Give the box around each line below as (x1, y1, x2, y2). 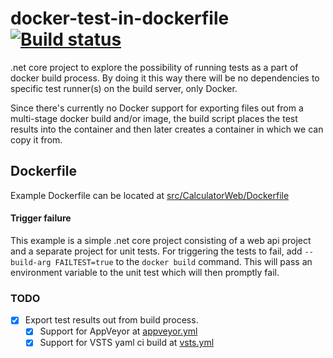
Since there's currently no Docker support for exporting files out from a (10, 102, 304, 114)
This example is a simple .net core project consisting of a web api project (10, 234, 312, 246)
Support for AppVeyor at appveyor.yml (39, 325, 198, 337)
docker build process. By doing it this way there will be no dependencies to (10, 72, 320, 84)
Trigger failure (10, 212, 72, 224)
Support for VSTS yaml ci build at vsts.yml (39, 337, 215, 349)
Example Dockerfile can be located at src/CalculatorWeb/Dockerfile (10, 189, 290, 201)
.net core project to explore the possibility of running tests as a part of (10, 61, 299, 73)
